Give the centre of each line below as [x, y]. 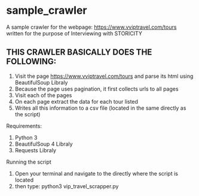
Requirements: [24, 126]
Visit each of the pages [43, 95]
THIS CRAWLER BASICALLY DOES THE [79, 52]
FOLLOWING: [31, 61]
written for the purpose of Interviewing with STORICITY [74, 33]
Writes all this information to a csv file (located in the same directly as [100, 108]
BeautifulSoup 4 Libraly [44, 144]
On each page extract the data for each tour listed [76, 101]
